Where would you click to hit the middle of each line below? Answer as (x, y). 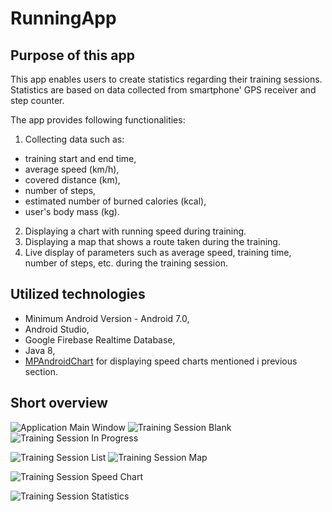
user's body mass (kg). (72, 211)
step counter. (37, 100)
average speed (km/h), (72, 169)
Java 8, (40, 350)
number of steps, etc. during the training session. (126, 263)
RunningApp (63, 18)
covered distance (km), (72, 180)
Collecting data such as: (74, 139)
